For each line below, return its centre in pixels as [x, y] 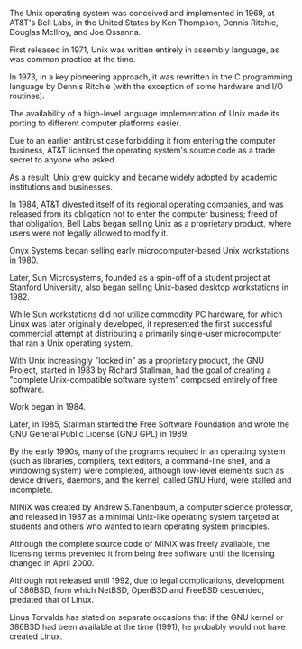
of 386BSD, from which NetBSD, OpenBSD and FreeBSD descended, [137, 590]
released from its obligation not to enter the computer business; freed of [143, 214]
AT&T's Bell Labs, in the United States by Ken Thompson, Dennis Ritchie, [144, 23]
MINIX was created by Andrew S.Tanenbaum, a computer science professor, [151, 507]
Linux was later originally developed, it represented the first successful [141, 324]
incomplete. [32, 490]
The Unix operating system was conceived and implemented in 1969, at [142, 13]
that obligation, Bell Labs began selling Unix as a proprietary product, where [151, 223]
